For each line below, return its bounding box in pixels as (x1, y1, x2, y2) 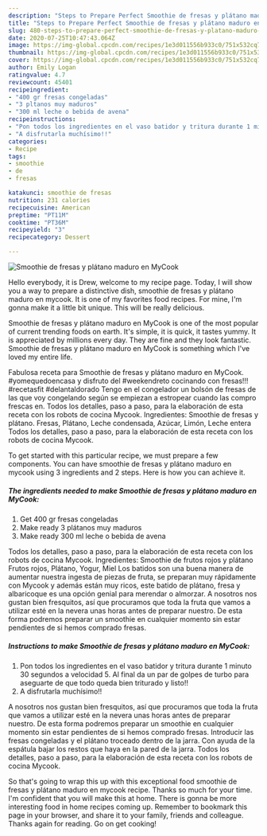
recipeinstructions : (8, 115, 77, 123)
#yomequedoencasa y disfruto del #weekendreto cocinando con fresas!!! (8, 376, 249, 385)
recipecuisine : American (8, 204, 91, 212)
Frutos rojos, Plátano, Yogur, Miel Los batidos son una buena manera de (8, 563, 244, 573)
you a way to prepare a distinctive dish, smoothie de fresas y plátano (8, 286, 234, 295)
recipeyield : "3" (8, 226, 66, 234)
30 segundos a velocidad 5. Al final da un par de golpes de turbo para (19, 670, 250, 679)
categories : (8, 137, 48, 146)
